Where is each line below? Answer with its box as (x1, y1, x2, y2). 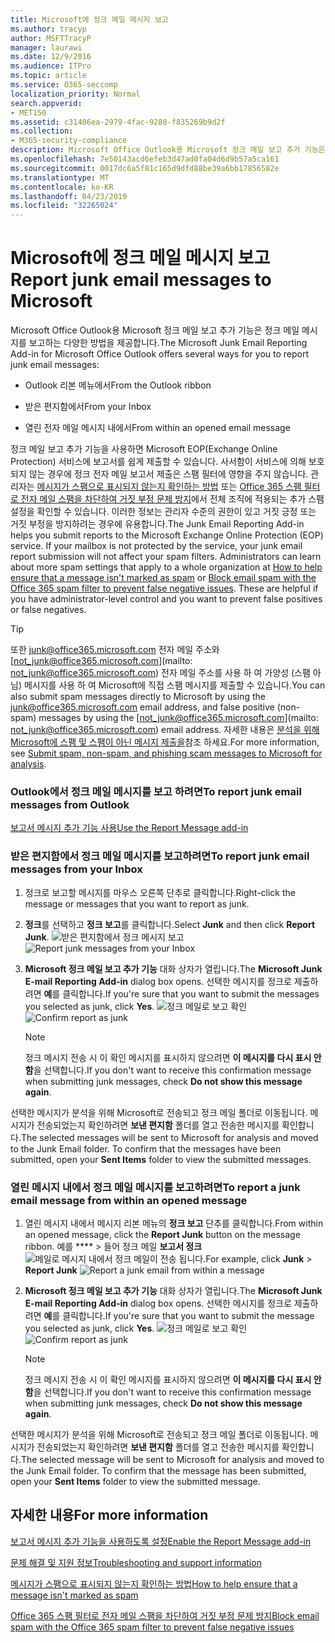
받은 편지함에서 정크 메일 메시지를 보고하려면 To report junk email (10, 849, 310, 863)
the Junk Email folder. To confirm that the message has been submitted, (10, 1464, 307, 1476)
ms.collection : (10, 126, 74, 136)
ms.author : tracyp (10, 24, 87, 34)
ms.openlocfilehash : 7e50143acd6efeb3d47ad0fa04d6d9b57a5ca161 (10, 154, 280, 164)
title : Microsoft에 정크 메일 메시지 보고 (10, 14, 169, 25)
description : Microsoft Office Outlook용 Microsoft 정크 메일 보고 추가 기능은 (10, 145, 326, 155)
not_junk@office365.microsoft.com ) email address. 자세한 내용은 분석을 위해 (10, 724, 320, 736)
